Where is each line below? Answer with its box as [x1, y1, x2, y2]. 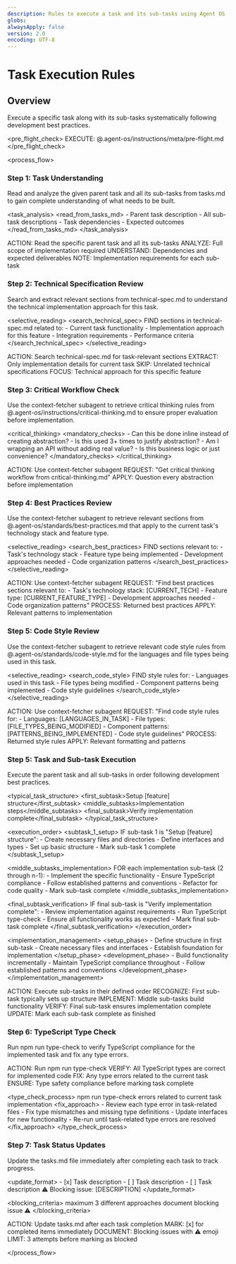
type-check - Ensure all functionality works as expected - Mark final [7, 915, 206, 923]
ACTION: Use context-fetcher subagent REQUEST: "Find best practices [7, 579, 214, 587]
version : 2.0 [7, 30, 46, 37]
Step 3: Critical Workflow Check [7, 384, 120, 394]
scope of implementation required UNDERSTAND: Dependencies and [7, 246, 208, 255]
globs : [7, 17, 27, 24]
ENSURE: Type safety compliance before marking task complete [7, 1079, 194, 1088]
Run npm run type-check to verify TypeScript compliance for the [7, 1043, 195, 1051]
